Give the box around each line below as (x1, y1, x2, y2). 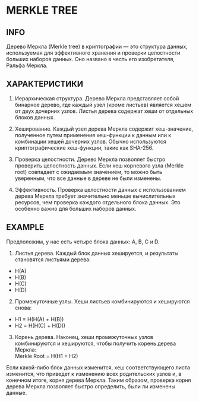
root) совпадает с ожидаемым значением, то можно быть (14, 168, 163, 175)
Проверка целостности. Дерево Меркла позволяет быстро (14, 156, 166, 163)
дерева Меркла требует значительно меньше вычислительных (14, 192, 176, 200)
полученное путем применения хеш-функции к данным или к (14, 131, 172, 138)
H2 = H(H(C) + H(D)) (14, 322, 66, 329)
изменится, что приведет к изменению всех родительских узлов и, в (6, 370, 182, 377)
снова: (14, 304, 32, 311)
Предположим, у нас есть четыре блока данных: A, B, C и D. (6, 238, 160, 245)
